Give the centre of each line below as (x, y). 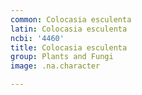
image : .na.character (55, 66)
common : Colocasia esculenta (71, 19)
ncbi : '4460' (37, 38)
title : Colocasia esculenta (69, 47)
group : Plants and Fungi (62, 57)
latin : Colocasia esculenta (69, 29)
